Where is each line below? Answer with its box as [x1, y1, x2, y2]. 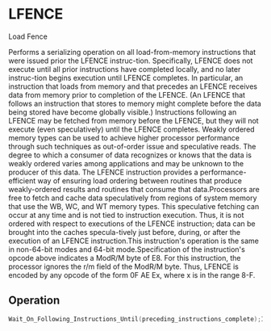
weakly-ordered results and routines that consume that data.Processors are [8, 184, 260, 194]
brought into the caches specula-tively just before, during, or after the [8, 227, 241, 237]
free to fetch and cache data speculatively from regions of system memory [8, 193, 257, 203]
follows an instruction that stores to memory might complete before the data [8, 98, 262, 108]
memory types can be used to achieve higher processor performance [8, 132, 240, 142]
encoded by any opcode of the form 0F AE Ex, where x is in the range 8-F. [8, 270, 256, 279]
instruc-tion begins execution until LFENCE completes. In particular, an [8, 73, 244, 82]
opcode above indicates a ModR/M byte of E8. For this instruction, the [8, 253, 241, 262]
